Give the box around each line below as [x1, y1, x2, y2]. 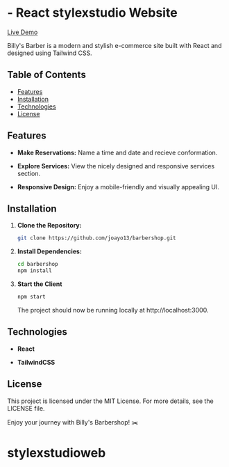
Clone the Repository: [17, 221, 82, 230]
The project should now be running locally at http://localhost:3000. [17, 306, 209, 314]
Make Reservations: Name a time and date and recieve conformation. [17, 148, 218, 157]
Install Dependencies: [17, 247, 82, 255]
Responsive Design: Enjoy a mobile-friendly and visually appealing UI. [17, 182, 220, 191]
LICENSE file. [7, 404, 45, 412]
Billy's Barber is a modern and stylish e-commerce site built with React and [7, 41, 222, 49]
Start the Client [17, 280, 62, 288]
